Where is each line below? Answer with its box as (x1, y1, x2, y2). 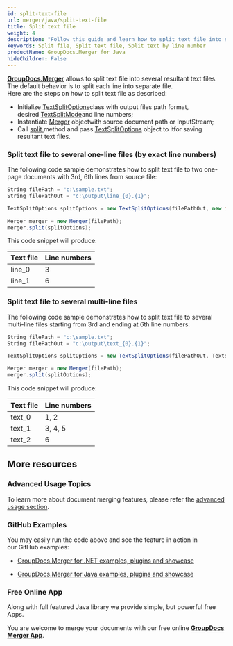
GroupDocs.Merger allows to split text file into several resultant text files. (7, 74, 217, 83)
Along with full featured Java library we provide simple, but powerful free (7, 603, 216, 611)
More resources (7, 458, 78, 470)
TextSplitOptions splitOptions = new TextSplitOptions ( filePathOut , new (7, 205, 222, 212)
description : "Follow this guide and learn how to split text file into (7, 36, 222, 43)
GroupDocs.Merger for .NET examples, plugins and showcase (17, 556, 194, 565)
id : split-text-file (7, 10, 67, 17)
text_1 (10, 424, 31, 433)
